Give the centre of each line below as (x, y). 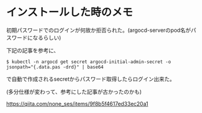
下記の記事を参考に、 (33, 50)
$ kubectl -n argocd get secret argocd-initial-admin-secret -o (89, 62)
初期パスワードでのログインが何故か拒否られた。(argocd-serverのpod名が (99, 30)
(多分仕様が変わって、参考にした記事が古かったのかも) (74, 91)
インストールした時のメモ (70, 12)
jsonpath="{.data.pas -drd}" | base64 (55, 67)
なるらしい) (47, 37)
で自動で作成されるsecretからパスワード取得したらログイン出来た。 (91, 79)
